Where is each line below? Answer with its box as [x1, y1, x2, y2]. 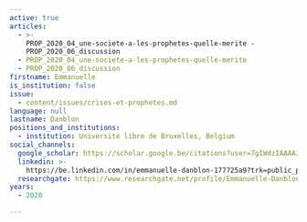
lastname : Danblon [9, 115, 79, 124]
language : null [9, 106, 68, 116]
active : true [9, 13, 59, 23]
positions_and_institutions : [9, 124, 121, 133]
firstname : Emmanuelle [9, 73, 96, 82]
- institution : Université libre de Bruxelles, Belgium [17, 132, 235, 141]
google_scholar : [17, 148, 79, 157]
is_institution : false [9, 81, 96, 90]
